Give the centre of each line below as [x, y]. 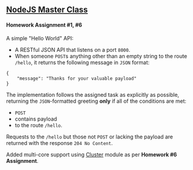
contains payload [36, 119]
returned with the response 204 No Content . [59, 143]
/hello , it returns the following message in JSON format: [82, 62]
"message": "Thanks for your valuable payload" [77, 78]
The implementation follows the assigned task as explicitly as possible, [93, 95]
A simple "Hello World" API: [40, 38]
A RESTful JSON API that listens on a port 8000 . [72, 49]
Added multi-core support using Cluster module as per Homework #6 [91, 155]
